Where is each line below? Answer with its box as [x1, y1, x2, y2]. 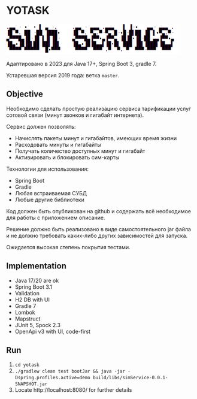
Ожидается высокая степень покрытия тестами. [6, 243, 131, 250]
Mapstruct [14, 315, 41, 322]
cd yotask [14, 362, 40, 368]
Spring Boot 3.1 [14, 283, 53, 291]
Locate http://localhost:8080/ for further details [14, 386, 132, 394]
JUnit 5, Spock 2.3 [14, 321, 61, 328]
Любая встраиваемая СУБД [14, 189, 87, 197]
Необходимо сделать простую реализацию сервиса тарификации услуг [6, 105, 192, 112]
